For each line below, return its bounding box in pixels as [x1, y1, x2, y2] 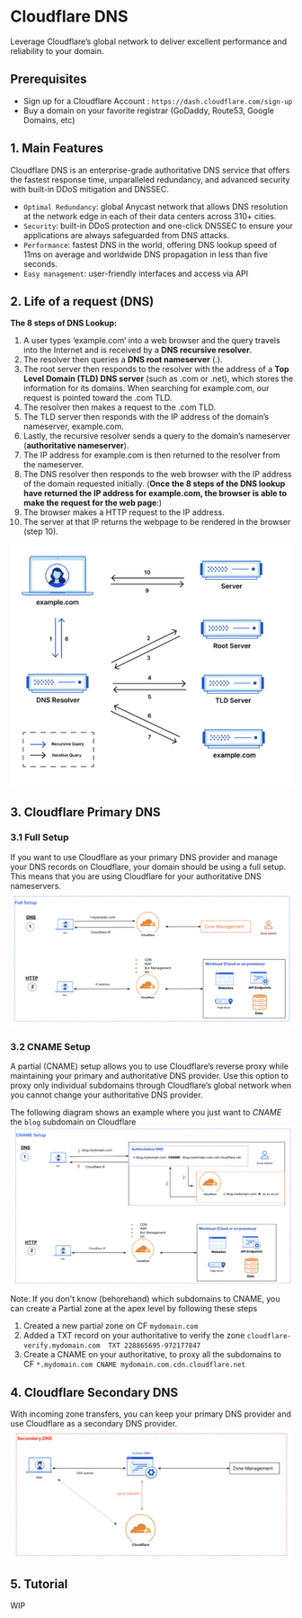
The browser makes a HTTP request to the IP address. [22, 507, 225, 518]
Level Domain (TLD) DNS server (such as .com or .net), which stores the [22, 373, 294, 384]
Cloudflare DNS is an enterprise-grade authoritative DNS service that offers [10, 164, 290, 175]
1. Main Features [10, 141, 104, 156]
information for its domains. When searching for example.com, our [22, 383, 270, 394]
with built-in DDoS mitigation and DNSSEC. [10, 183, 169, 194]
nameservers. [10, 880, 62, 891]
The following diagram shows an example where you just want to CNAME [10, 1107, 282, 1118]
